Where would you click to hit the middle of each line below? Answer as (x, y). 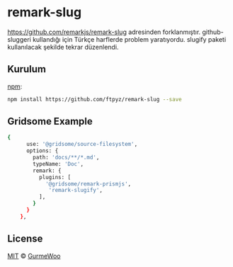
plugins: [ (55, 177)
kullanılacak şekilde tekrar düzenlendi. (63, 47)
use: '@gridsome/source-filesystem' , (82, 144)
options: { (42, 151)
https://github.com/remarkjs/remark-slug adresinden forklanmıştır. (104, 32)
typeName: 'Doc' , (58, 164)
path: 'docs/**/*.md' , (66, 158)
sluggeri (19, 39)
